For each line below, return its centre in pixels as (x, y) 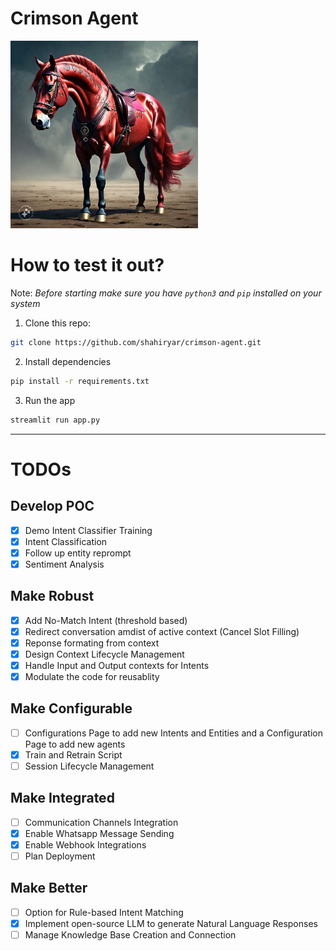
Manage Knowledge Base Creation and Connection (130, 934)
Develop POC (52, 506)
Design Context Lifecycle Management (104, 654)
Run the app (50, 400)
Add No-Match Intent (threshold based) (106, 620)
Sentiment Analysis (64, 564)
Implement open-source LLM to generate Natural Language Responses (171, 923)
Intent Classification (66, 541)
